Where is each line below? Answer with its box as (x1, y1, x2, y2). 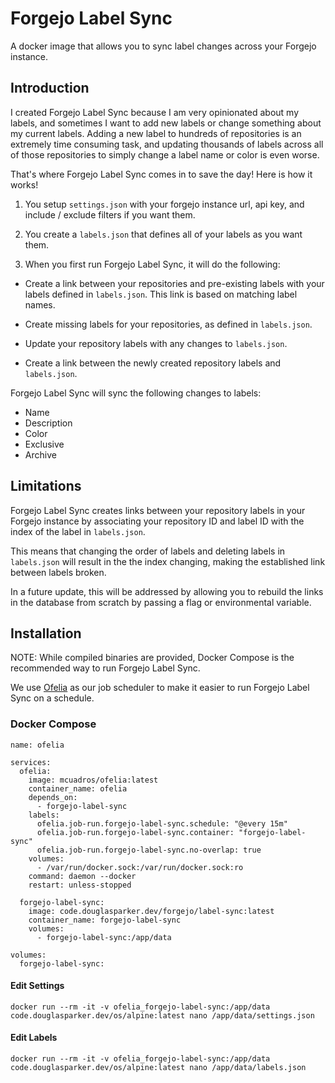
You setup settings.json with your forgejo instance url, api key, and (24, 198, 305, 210)
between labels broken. (10, 566, 107, 578)
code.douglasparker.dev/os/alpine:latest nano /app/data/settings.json (10, 1010, 315, 1021)
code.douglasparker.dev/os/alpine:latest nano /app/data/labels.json (10, 1063, 307, 1073)
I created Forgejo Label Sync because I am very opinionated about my (10, 106, 300, 118)
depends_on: (28, 792, 78, 802)
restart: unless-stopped (28, 880, 132, 890)
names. (24, 298, 56, 311)
